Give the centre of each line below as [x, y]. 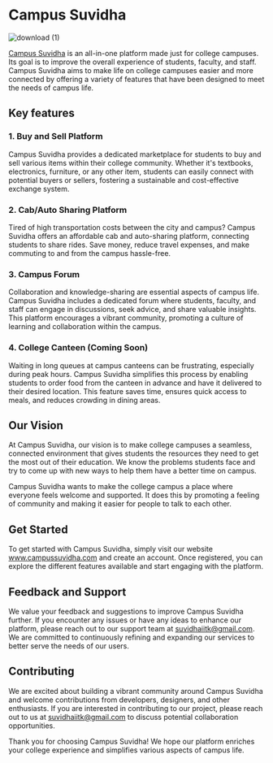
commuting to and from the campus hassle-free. [90, 253]
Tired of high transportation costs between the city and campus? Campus [132, 227]
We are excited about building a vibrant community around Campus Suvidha [136, 691]
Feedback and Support [67, 592]
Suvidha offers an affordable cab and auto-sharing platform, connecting [129, 236]
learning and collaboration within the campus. [85, 327]
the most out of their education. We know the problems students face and [132, 462]
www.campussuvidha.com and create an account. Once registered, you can [136, 557]
